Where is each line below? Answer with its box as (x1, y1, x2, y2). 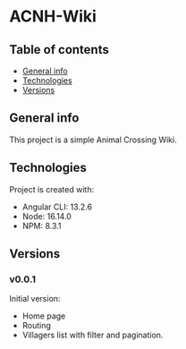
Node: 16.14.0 (21, 210, 72, 221)
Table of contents (9, 42, 109, 57)
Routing (21, 320, 52, 331)
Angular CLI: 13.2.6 (21, 201, 92, 212)
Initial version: (9, 294, 61, 304)
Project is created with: (9, 183, 95, 194)
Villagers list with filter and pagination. (21, 329, 164, 341)
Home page (21, 311, 66, 321)
